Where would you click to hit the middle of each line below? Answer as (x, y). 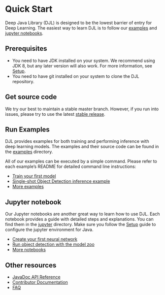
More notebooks (29, 250)
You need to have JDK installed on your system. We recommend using (83, 61)
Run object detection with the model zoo (53, 244)
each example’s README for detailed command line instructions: (71, 166)
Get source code (31, 97)
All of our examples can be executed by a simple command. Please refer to (81, 162)
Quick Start (29, 9)
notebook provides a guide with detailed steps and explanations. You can (79, 219)
